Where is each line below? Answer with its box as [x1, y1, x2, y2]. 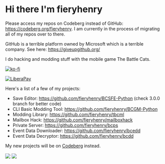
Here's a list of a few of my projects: [5, 85, 81, 92]
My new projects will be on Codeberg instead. [5, 143, 101, 149]
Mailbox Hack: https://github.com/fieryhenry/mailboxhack [12, 116, 133, 122]
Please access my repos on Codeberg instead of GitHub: [5, 20, 124, 26]
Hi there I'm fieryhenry [5, 4, 102, 15]
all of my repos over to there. [5, 31, 66, 37]
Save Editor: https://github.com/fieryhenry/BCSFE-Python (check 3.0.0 [12, 95, 160, 101]
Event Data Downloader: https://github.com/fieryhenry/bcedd [12, 128, 141, 134]
